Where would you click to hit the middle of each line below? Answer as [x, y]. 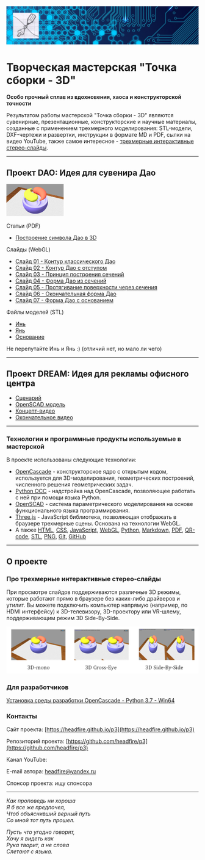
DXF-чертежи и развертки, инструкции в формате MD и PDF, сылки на [99, 135]
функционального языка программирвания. [72, 511]
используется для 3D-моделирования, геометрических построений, [105, 478]
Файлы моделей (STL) [35, 312]
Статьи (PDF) [23, 226]
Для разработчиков [38, 687]
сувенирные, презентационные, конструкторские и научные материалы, [102, 122]
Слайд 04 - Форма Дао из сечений [61, 281]
